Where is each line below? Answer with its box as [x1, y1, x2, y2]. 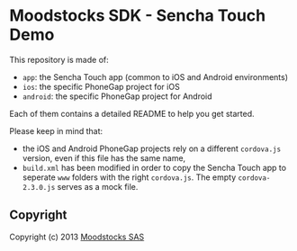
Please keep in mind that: [9, 125, 103, 136]
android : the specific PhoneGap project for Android [22, 91, 213, 102]
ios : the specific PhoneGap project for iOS [22, 81, 180, 92]
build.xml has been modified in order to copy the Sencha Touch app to [22, 162, 286, 173]
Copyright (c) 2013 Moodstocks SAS [9, 231, 145, 242]
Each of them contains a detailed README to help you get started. [9, 108, 255, 119]
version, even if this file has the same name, [22, 152, 186, 163]
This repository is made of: [9, 54, 110, 65]
